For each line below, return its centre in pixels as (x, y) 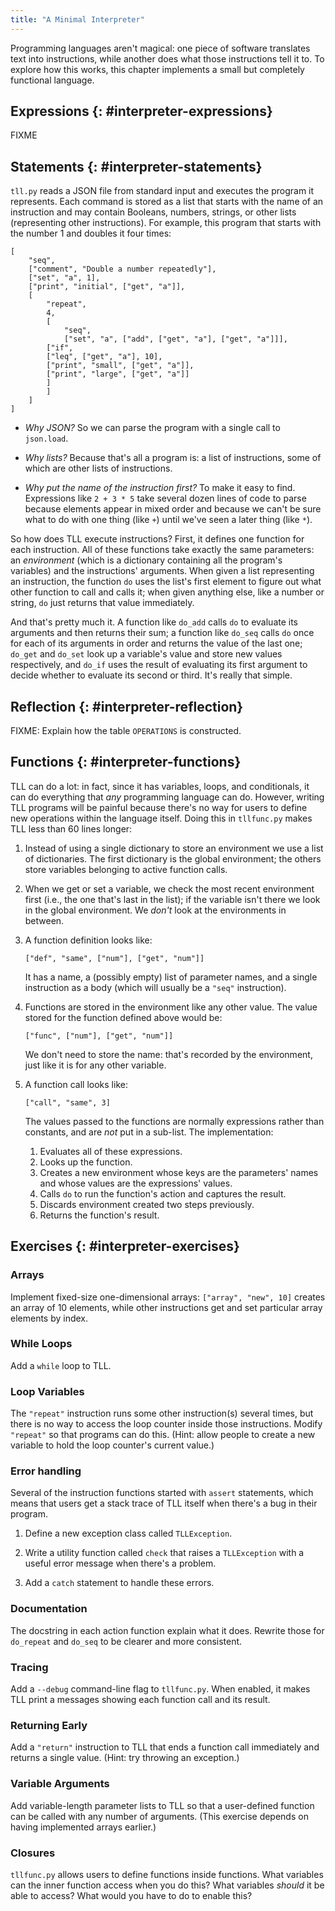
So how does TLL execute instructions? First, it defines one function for (157, 539)
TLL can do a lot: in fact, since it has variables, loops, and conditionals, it (160, 786)
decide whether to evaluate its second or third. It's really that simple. (151, 675)
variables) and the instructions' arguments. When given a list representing (162, 571)
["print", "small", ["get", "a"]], (120, 366)
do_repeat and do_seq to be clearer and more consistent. (126, 1641)
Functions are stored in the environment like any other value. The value (171, 1007)
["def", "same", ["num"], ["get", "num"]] (114, 958)
